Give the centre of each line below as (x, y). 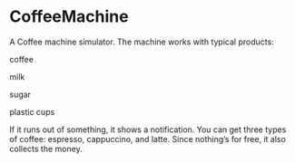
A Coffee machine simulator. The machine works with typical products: (142, 42)
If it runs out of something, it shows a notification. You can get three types (148, 129)
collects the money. (46, 149)
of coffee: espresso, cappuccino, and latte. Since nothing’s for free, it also (147, 139)
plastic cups (32, 111)
